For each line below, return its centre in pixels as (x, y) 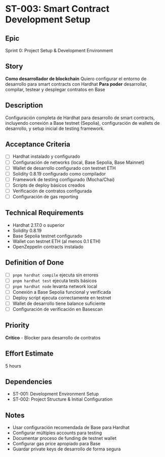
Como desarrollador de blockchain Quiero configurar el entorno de (76, 79)
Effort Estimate (29, 354)
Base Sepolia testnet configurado (47, 236)
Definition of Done (35, 262)
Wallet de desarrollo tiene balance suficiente (59, 303)
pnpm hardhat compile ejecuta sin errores (55, 275)
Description (24, 105)
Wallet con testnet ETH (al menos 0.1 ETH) (56, 241)
